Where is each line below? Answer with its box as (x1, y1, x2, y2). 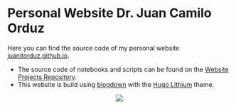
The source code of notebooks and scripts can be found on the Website (17, 65, 229, 73)
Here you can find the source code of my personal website (7, 43, 180, 52)
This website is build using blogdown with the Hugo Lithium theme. (17, 80, 215, 88)
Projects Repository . (17, 73, 77, 81)
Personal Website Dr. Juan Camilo (7, 5, 212, 21)
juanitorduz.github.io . (7, 51, 70, 60)
